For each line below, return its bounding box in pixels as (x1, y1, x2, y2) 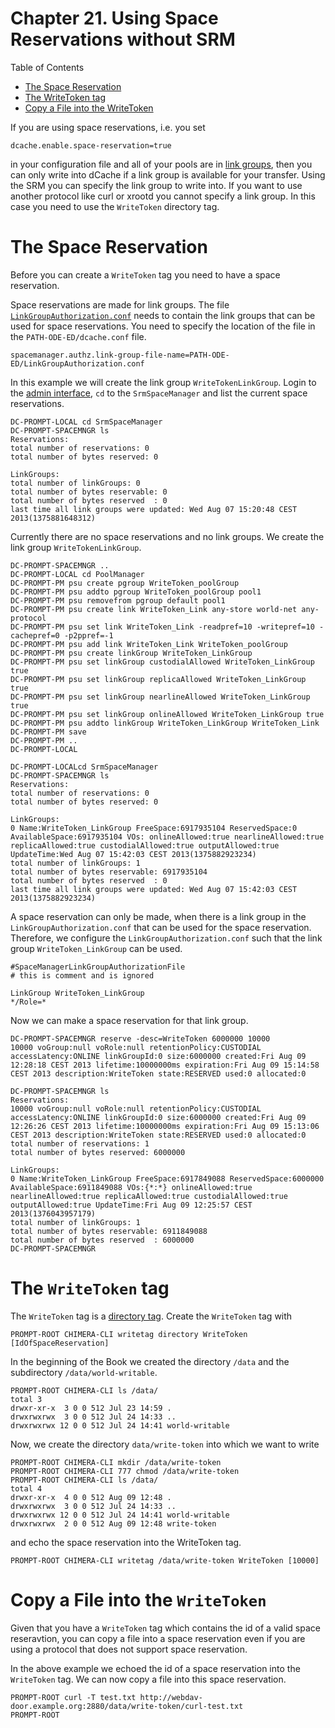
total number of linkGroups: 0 (10, 478, 141, 488)
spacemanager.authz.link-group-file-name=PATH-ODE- (10, 350, 230, 360)
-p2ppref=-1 (63, 630, 114, 641)
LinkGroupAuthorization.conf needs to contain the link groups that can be (10, 309, 316, 321)
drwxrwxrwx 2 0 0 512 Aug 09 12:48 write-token (10, 1518, 217, 1529)
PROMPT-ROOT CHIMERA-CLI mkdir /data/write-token (10, 1457, 222, 1467)
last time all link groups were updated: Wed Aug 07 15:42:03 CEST (10, 884, 298, 894)
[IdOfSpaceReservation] (10, 1338, 110, 1348)
